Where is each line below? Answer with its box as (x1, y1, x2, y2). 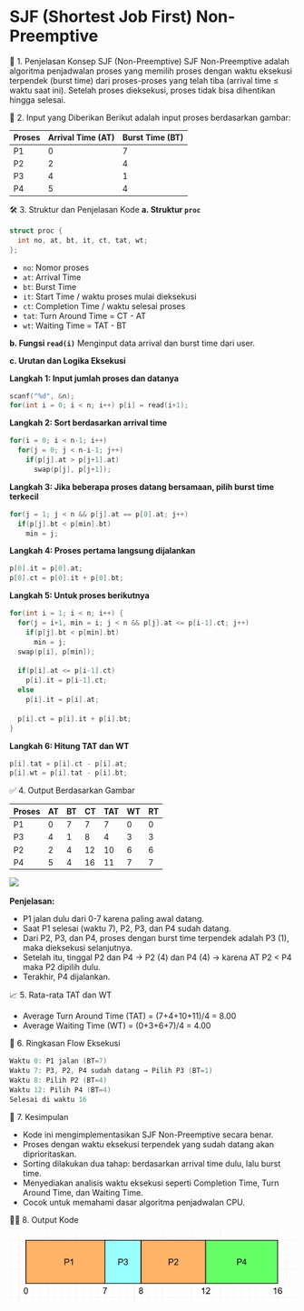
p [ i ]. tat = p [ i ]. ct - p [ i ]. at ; (9, 759, 128, 768)
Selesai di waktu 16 (9, 1095, 88, 1104)
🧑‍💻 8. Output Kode (9, 1214, 79, 1225)
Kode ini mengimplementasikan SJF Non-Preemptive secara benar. (22, 1129, 274, 1140)
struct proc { (9, 225, 64, 235)
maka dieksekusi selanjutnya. (22, 943, 133, 954)
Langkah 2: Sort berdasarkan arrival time (9, 417, 168, 428)
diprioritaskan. (22, 1148, 77, 1159)
